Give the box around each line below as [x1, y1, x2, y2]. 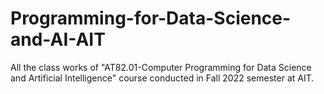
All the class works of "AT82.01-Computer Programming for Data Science [10, 61, 312, 73]
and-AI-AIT [10, 28, 106, 51]
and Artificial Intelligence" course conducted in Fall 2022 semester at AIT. [10, 72, 315, 84]
